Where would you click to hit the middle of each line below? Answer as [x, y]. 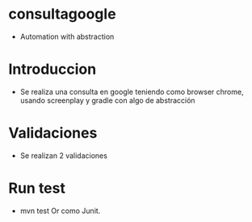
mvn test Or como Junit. [60, 211]
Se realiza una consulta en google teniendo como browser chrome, [132, 92]
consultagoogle [62, 14]
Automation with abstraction [67, 36]
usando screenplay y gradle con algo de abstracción [107, 100]
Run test [37, 188]
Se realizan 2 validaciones [63, 156]
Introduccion [52, 69]
